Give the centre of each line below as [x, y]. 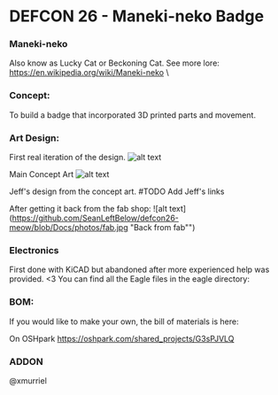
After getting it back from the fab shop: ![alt [89, 209]
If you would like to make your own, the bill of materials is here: [124, 321]
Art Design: [35, 137]
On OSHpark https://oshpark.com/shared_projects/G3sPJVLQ [122, 338]
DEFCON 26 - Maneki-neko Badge [136, 16]
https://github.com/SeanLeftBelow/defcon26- [96, 218]
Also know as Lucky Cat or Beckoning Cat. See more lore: [114, 63]
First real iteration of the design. [67, 158]
